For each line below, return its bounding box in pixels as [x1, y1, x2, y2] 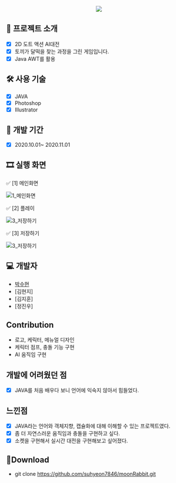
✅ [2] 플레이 [6, 204, 35, 212]
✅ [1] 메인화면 [6, 179, 39, 186]
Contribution [6, 320, 54, 330]
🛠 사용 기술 [6, 74, 46, 84]
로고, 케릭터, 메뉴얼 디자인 [14, 336, 75, 343]
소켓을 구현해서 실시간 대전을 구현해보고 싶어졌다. [14, 437, 128, 445]
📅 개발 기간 [6, 125, 44, 135]
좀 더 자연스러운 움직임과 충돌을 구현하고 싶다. [14, 430, 121, 437]
